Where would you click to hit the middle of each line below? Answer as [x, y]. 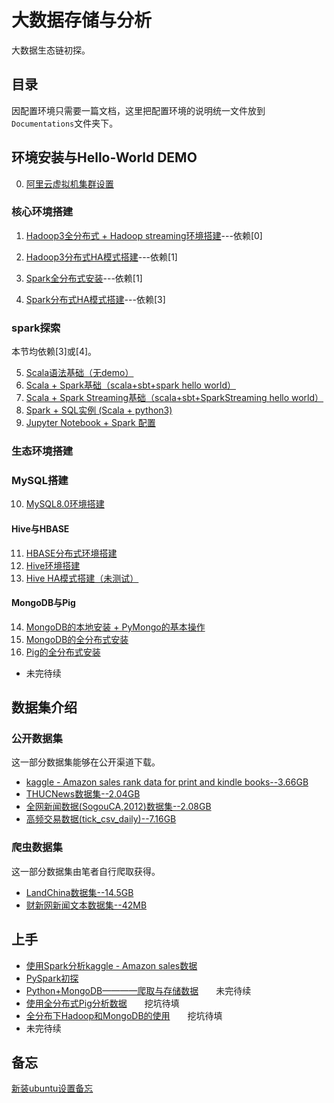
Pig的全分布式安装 [63, 652]
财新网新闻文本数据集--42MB [86, 905]
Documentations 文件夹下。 [65, 123]
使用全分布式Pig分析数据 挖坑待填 [102, 1003]
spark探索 [36, 328]
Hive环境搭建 [53, 565]
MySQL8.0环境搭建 [65, 504]
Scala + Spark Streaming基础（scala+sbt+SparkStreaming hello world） [174, 398]
